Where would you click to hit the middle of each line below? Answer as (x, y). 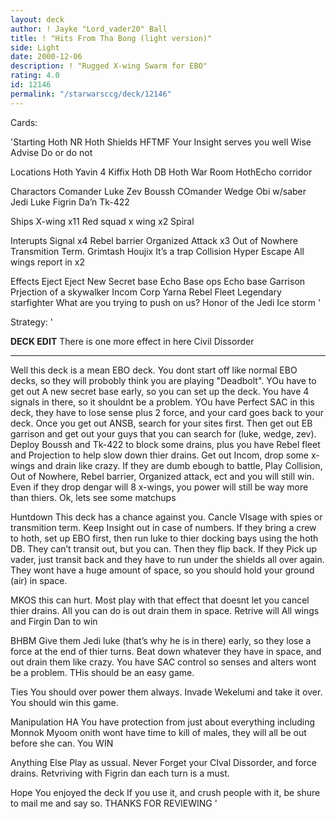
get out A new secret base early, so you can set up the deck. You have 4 (160, 391)
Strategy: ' (31, 322)
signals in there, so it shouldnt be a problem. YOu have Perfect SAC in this (162, 402)
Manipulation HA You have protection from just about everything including (163, 722)
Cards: (24, 122)
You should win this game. (64, 702)
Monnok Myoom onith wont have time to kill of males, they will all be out (158, 732)
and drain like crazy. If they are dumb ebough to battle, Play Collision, (180, 465)
